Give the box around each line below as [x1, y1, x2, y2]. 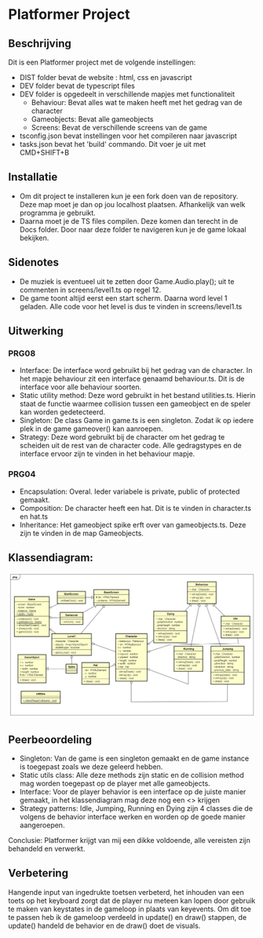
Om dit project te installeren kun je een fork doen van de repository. [19, 191, 239, 201]
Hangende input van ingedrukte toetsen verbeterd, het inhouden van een [8, 887, 245, 896]
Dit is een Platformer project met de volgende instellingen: [8, 57, 196, 67]
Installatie [8, 170, 58, 184]
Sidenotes [8, 256, 59, 269]
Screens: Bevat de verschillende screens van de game [31, 123, 208, 132]
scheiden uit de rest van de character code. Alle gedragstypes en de [19, 441, 242, 451]
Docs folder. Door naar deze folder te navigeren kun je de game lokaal [19, 224, 247, 234]
